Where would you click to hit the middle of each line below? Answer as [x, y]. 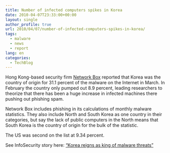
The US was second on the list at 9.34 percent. [55, 135]
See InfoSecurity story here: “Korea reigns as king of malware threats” [79, 145]
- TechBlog [22, 63]
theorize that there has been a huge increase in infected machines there [81, 93]
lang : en [15, 53]
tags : [11, 34]
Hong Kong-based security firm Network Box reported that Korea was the [83, 77]
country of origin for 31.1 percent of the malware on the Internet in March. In [85, 83]
